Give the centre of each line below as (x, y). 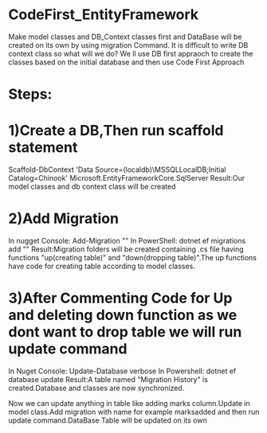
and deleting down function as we (123, 315)
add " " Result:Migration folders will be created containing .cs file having (126, 249)
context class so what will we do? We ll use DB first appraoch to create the (131, 53)
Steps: (30, 94)
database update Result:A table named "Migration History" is (108, 379)
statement (43, 148)
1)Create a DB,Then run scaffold (116, 131)
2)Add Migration (64, 218)
